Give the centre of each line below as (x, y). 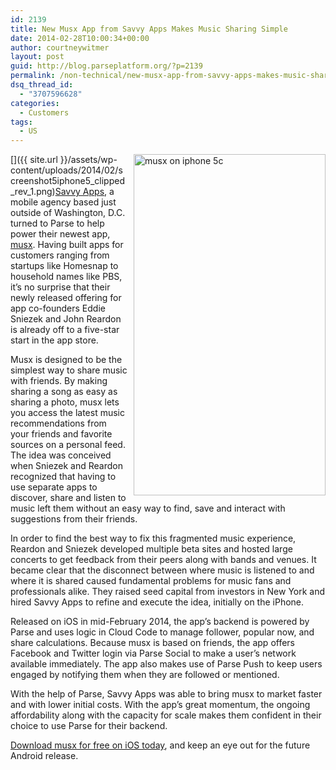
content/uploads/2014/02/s (66, 170)
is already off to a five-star (65, 330)
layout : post (37, 57)
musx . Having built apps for (67, 245)
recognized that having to (63, 477)
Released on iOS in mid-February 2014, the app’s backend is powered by (160, 622)
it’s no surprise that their (60, 287)
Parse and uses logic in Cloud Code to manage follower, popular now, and (162, 632)
